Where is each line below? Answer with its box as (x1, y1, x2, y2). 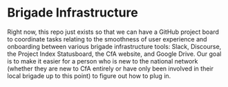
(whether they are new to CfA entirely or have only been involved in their (7, 64, 214, 72)
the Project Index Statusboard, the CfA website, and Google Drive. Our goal (7, 50, 222, 58)
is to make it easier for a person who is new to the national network (7, 57, 198, 65)
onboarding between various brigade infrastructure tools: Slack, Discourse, (7, 42, 222, 50)
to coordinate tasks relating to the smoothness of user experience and (7, 35, 207, 43)
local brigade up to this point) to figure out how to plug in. (7, 71, 171, 80)
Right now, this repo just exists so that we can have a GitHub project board (7, 28, 220, 36)
